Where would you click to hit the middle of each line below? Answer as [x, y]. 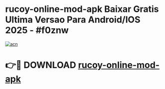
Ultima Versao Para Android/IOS [73, 20]
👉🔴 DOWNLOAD [41, 65]
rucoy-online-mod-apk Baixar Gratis [82, 9]
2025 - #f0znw [37, 30]
